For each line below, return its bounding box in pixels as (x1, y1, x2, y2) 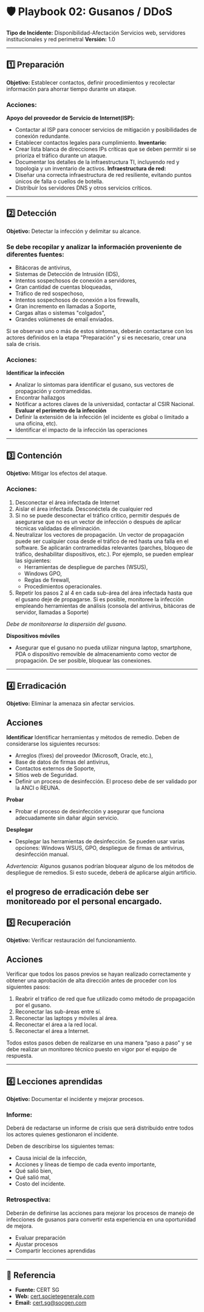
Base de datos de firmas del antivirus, (15, 758, 110, 766)
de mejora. (6, 1222, 33, 1229)
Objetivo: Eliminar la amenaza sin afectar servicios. (6, 700, 135, 707)
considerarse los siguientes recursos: (6, 740, 100, 748)
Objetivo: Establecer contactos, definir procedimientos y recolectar (6, 78, 175, 86)
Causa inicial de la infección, (15, 1155, 87, 1162)
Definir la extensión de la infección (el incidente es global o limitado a (15, 413, 189, 421)
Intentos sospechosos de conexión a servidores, (15, 277, 137, 285)
